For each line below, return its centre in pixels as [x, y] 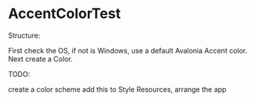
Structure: [24, 35]
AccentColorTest [65, 14]
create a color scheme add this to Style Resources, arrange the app [117, 89]
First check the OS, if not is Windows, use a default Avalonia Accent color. [128, 50]
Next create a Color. [40, 59]
